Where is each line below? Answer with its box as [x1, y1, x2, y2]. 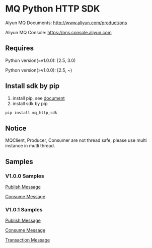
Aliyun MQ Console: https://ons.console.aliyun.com [5, 29, 112, 35]
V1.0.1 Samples [5, 206, 43, 213]
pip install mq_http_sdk [5, 110, 57, 115]
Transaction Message [5, 237, 50, 243]
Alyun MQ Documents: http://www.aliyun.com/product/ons [5, 20, 127, 26]
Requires [5, 44, 34, 53]
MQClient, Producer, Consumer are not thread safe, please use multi [5, 137, 147, 143]
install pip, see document [12, 95, 65, 101]
